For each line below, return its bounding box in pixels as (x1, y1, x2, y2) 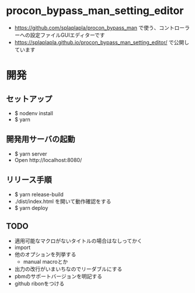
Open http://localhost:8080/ (14, 156, 82, 163)
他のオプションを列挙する (14, 251, 76, 258)
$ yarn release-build (14, 191, 64, 198)
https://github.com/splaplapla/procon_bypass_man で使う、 (14, 24, 159, 31)
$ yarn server (14, 150, 48, 157)
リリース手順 (6, 175, 52, 185)
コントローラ (158, 24, 190, 31)
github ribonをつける (14, 280, 65, 287)
